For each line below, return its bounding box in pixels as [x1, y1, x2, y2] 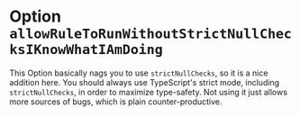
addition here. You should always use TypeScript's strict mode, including [9, 76, 280, 87]
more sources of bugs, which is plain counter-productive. [9, 96, 223, 107]
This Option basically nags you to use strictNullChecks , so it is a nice [9, 67, 268, 78]
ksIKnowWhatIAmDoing [9, 41, 164, 58]
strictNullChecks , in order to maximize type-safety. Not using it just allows [9, 86, 288, 97]
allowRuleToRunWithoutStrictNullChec [9, 25, 293, 42]
